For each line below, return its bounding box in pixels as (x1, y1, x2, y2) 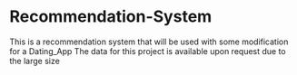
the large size (9, 55, 61, 66)
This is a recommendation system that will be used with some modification (9, 36, 289, 47)
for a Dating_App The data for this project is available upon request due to (9, 45, 286, 56)
